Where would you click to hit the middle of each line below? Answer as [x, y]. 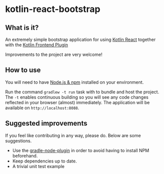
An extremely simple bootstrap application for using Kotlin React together [81, 39]
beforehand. [25, 156]
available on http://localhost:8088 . [42, 108]
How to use [23, 70]
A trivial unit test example [38, 166]
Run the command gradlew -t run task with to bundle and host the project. [82, 92]
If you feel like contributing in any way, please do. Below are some [73, 135]
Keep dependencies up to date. [45, 161]
